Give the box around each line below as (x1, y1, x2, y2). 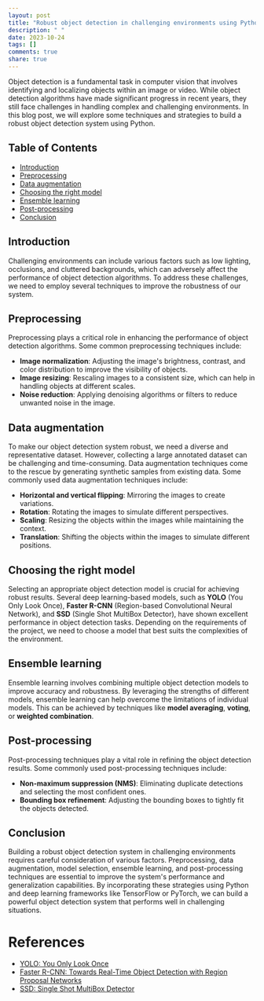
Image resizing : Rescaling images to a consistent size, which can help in (19, 373, 255, 383)
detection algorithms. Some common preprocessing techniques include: (8, 341, 242, 350)
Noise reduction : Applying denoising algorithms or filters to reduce (19, 390, 238, 399)
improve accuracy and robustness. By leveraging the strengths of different (8, 686, 250, 695)
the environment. (8, 634, 64, 643)
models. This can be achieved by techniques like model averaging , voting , (8, 702, 251, 712)
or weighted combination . (8, 711, 94, 720)
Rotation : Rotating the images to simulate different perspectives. (19, 508, 229, 517)
